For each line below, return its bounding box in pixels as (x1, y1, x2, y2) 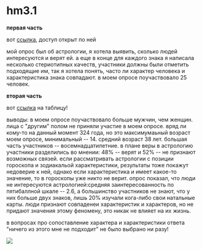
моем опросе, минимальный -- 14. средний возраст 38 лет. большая (6, 135, 187, 143)
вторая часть (6, 92, 42, 99)
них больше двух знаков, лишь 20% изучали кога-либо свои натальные (6, 194, 195, 201)
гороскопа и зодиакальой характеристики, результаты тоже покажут (6, 161, 189, 169)
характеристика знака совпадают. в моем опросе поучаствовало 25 (6, 74, 187, 81)
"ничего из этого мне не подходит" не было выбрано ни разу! (6, 225, 169, 233)
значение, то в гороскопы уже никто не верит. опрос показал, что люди (6, 174, 196, 181)
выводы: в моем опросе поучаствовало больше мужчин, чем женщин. (6, 116, 193, 123)
